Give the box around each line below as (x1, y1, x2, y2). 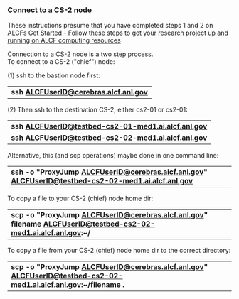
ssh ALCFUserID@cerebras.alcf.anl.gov (11, 87, 148, 97)
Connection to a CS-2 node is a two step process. (7, 50, 154, 58)
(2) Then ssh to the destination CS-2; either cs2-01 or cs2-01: (7, 105, 188, 114)
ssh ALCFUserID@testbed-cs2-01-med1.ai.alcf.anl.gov (11, 121, 208, 131)
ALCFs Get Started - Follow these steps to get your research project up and (7, 28, 229, 37)
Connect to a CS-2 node (7, 5, 92, 15)
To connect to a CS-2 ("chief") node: (7, 58, 115, 66)
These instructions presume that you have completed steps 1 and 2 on (7, 21, 213, 30)
